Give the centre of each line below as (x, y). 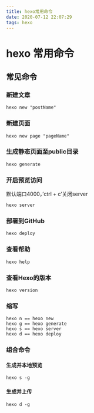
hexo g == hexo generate (36, 324)
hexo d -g (18, 404)
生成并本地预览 (24, 365)
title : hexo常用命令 (29, 11)
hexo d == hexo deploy (34, 334)
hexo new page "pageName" (38, 136)
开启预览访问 (24, 180)
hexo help (18, 262)
